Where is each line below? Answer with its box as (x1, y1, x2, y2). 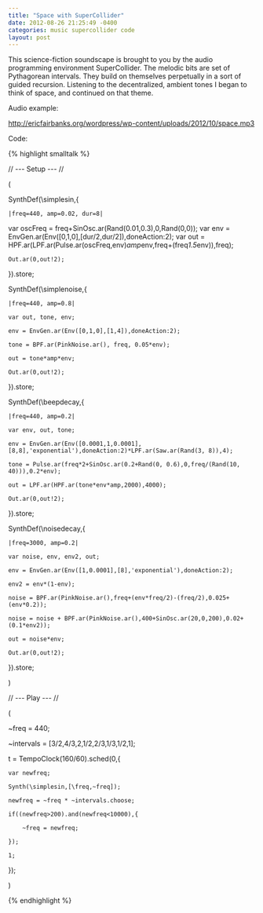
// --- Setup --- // (8, 164, 64, 173)
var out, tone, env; (8, 313, 76, 322)
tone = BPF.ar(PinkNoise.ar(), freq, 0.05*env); (8, 341, 170, 349)
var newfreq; (8, 769, 51, 777)
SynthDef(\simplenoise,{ (8, 284, 88, 294)
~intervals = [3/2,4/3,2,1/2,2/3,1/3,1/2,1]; (8, 739, 136, 748)
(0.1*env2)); (8, 622, 51, 630)
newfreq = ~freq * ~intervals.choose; (8, 797, 135, 805)
